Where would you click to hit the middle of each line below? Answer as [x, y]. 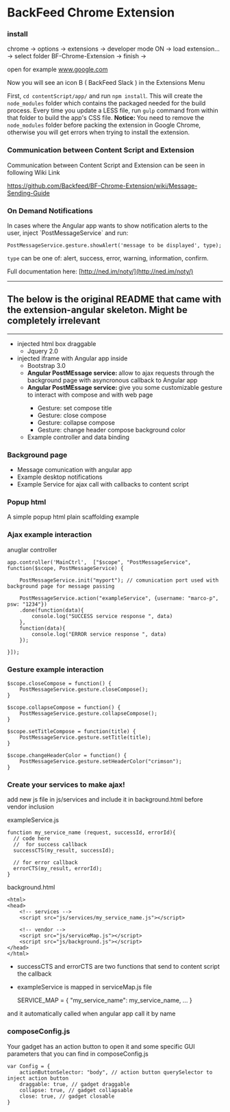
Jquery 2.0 [42, 351]
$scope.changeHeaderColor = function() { [67, 756]
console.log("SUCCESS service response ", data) [102, 616]
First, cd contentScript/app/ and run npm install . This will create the [105, 96]
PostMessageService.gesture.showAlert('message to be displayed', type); [115, 246]
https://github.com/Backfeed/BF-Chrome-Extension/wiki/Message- [102, 186]
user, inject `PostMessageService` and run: [68, 233]
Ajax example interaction [50, 534]
